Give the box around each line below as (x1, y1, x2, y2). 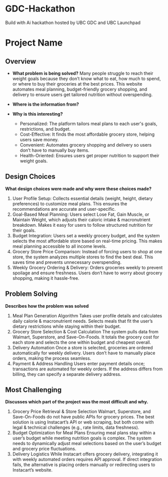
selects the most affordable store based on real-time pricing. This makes (12, 238, 162, 244)
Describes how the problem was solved (5, 303, 89, 309)
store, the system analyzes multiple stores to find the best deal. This (12, 254, 153, 260)
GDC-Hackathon (5, 3, 75, 15)
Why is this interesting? (12, 111, 63, 117)
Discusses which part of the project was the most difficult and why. (5, 399, 148, 405)
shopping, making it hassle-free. (12, 275, 79, 281)
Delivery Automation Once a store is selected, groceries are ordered (12, 344, 153, 350)
